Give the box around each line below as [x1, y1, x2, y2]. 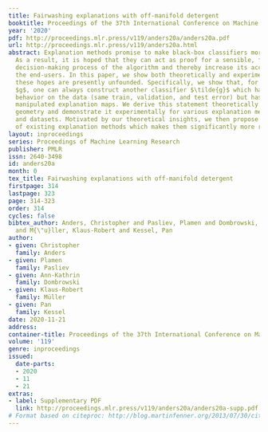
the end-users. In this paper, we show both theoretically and [15, 71, 230, 79]
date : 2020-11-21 [8, 316, 66, 324]
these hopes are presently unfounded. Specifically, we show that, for [15, 78, 259, 86]
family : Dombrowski [15, 278, 81, 287]
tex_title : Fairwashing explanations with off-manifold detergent [8, 175, 234, 183]
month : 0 [8, 167, 37, 175]
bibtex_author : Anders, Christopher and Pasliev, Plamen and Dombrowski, [8, 219, 259, 227]
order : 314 [8, 204, 45, 212]
